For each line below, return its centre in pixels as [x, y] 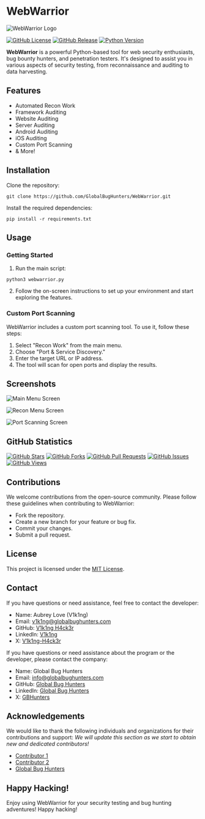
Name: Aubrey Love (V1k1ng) [52, 614]
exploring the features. [44, 298]
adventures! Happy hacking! [42, 809]
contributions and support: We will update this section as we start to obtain [101, 738]
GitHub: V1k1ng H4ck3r [45, 628]
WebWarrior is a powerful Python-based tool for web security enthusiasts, [100, 52]
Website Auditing [37, 118]
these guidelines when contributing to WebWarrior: [70, 503]
